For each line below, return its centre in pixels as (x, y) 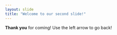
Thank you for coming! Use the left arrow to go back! (58, 27)
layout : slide (19, 9)
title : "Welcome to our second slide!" (46, 14)
